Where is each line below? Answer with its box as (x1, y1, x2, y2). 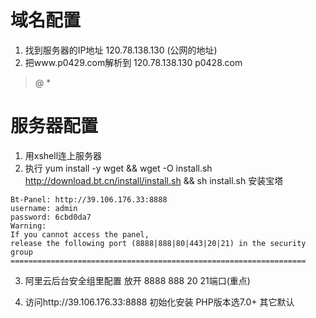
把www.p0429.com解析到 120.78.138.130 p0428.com (24, 56, 243, 68)
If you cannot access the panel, (10, 229, 150, 240)
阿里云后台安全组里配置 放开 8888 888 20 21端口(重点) (24, 274, 251, 286)
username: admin (10, 203, 78, 213)
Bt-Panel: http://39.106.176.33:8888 (10, 194, 168, 205)
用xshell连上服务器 (24, 149, 103, 161)
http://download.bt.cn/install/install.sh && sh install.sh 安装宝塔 (24, 174, 284, 186)
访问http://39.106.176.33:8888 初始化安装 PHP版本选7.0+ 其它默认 (24, 296, 295, 308)
